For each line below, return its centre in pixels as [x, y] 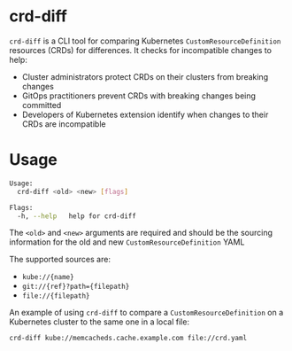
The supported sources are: [60, 260]
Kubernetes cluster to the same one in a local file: [100, 322]
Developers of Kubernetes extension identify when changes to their [145, 114]
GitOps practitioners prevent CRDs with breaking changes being [139, 96]
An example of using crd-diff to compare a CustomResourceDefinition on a [146, 313]
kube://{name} [48, 277]
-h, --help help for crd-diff [77, 216]
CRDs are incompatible [64, 124]
